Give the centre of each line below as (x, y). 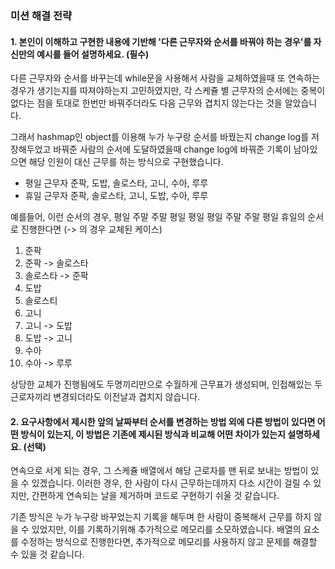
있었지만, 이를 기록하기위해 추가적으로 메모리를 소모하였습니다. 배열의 (166, 529)
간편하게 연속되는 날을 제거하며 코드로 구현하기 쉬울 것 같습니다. (155, 496)
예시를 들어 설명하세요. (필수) (93, 54)
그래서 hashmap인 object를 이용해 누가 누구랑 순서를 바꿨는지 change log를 (160, 137)
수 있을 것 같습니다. (47, 554)
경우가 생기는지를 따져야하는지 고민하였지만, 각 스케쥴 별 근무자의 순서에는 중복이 (168, 91)
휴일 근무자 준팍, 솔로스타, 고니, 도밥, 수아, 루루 (116, 196)
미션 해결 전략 (41, 15)
